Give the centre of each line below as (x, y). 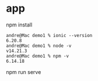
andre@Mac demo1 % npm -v (37, 56)
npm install (19, 25)
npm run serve (24, 72)
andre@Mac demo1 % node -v (39, 46)
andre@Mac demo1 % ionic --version (49, 35)
